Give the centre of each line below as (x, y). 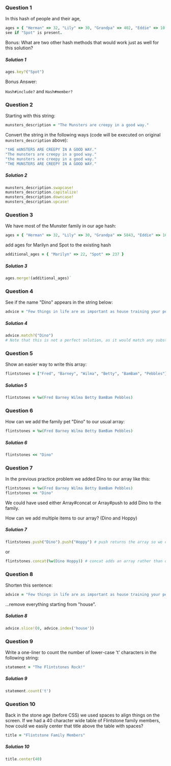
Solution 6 (16, 443)
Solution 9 (16, 678)
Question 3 (19, 214)
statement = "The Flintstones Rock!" (45, 667)
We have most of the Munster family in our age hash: (61, 226)
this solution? (19, 48)
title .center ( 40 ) (24, 759)
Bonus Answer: (21, 81)
